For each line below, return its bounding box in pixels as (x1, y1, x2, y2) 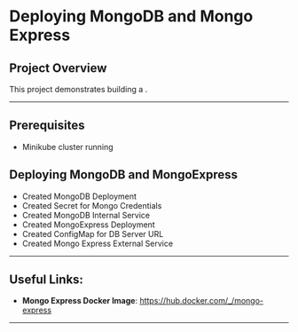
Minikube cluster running (21, 141, 114, 152)
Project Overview (9, 60, 107, 75)
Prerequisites (9, 118, 85, 133)
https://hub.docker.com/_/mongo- (139, 296, 264, 306)
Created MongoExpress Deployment (21, 219, 155, 230)
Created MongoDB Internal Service (21, 209, 151, 220)
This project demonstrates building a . (9, 84, 148, 94)
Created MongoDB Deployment (21, 191, 137, 202)
